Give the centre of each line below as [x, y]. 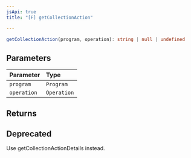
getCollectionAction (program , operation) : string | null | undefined [96, 39]
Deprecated [29, 134]
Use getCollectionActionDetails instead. [56, 148]
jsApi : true [21, 12]
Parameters [29, 58]
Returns [22, 113]
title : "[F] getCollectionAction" [50, 17]
